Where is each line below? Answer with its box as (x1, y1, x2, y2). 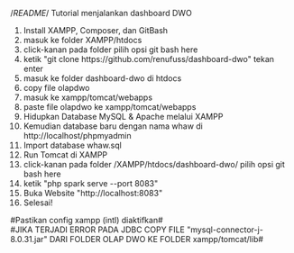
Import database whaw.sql (23, 140, 123, 150)
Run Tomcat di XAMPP (23, 149, 108, 160)
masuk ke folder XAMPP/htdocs (23, 35, 142, 45)
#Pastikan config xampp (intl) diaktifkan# (10, 215, 163, 225)
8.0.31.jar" (10, 234, 48, 244)
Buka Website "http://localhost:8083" (23, 188, 163, 198)
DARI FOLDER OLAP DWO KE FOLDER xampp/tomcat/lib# (49, 234, 264, 244)
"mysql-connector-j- (187, 224, 264, 235)
